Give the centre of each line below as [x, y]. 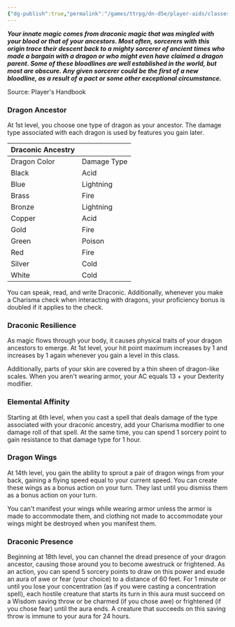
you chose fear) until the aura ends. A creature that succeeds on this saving [116, 609]
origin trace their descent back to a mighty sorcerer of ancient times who [116, 48]
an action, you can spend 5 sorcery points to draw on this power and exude [116, 572]
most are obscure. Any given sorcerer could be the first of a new [103, 71]
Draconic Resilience [42, 325]
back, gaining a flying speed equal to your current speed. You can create [112, 480]
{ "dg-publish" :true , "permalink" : [56, 14]
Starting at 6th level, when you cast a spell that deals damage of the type [113, 417]
